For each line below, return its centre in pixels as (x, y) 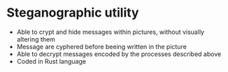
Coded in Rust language (51, 61)
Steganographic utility (73, 13)
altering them (36, 39)
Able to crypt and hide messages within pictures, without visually (110, 32)
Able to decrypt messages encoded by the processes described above (119, 54)
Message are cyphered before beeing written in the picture (101, 46)
